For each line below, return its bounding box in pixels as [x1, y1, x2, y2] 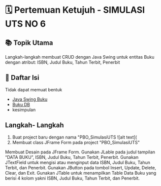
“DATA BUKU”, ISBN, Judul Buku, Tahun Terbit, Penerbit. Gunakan [5, 154, 139, 160]
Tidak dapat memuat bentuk [5, 86, 63, 92]
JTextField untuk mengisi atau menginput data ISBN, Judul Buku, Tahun [5, 159, 151, 165]
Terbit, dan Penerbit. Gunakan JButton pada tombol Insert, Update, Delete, [5, 164, 157, 171]
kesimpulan [12, 107, 36, 112]
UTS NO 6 [5, 18, 46, 30]
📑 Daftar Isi [5, 74, 39, 82]
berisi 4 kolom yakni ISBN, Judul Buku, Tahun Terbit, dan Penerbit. [5, 175, 140, 181]
